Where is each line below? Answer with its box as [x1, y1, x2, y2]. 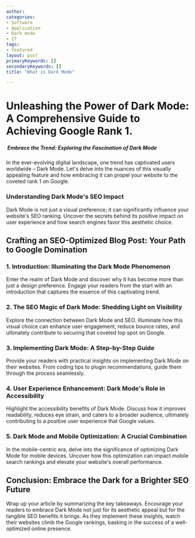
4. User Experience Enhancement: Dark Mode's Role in [6, 384, 166, 392]
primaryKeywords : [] [6, 58, 57, 64]
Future [6, 484, 31, 494]
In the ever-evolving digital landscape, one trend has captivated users [6, 159, 175, 166]
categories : [6, 14, 35, 20]
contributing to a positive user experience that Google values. [6, 418, 156, 425]
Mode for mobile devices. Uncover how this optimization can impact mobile [6, 452, 189, 459]
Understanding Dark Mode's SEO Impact [6, 193, 125, 201]
